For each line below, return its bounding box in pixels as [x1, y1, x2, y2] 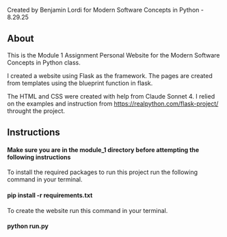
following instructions [7, 153, 71, 161]
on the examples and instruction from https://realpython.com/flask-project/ [7, 99, 219, 108]
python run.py [7, 222, 49, 230]
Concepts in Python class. [7, 58, 81, 66]
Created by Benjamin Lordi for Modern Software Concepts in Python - [7, 6, 204, 14]
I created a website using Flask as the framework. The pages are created [7, 71, 213, 79]
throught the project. [7, 106, 66, 115]
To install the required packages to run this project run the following [7, 168, 198, 177]
